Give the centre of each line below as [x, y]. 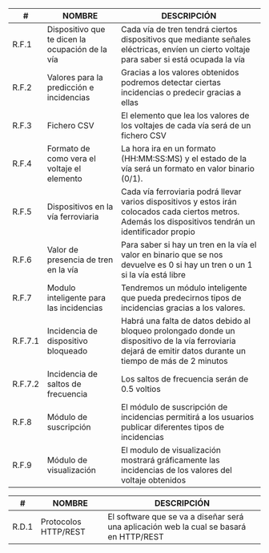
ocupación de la [77, 49]
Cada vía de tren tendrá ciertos [179, 29]
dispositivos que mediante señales [186, 39]
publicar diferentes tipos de [173, 427]
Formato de [68, 149]
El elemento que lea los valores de [185, 115]
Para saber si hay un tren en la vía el [189, 245]
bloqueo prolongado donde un [178, 331]
